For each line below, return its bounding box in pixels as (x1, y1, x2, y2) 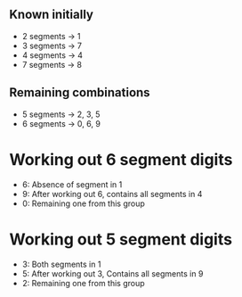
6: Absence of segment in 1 (21, 178, 123, 190)
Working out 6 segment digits (9, 149, 233, 169)
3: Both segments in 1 (21, 259, 101, 269)
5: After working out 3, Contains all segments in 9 (21, 268, 204, 279)
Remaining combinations (9, 85, 150, 101)
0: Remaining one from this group (21, 198, 145, 209)
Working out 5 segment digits (9, 229, 233, 249)
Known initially (9, 7, 93, 22)
